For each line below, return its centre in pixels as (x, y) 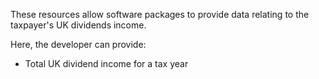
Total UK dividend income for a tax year (106, 63)
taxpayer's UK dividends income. (78, 25)
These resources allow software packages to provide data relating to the (160, 14)
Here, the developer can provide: (78, 44)
